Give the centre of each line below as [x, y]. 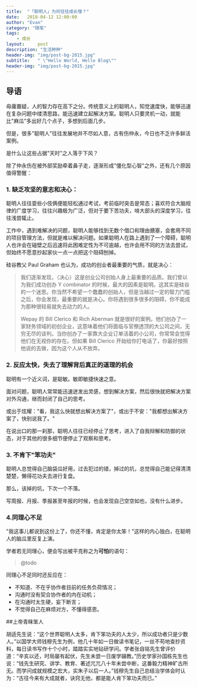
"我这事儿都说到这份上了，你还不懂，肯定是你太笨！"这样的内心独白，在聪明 [98, 531]
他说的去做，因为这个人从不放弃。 [62, 348]
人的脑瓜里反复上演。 [32, 539]
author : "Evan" [25, 22]
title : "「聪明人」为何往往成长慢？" [48, 11]
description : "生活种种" [35, 50]
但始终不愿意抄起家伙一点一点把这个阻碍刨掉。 [62, 252]
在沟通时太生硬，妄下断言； [48, 602]
